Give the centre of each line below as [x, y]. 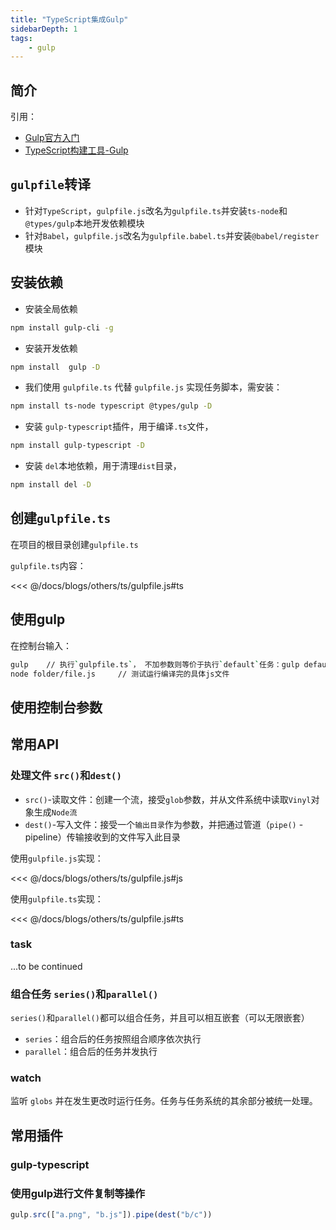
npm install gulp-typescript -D [77, 446]
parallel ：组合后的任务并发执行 [91, 1052]
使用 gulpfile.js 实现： [57, 858]
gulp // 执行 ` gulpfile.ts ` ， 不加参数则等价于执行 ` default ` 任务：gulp [155, 664]
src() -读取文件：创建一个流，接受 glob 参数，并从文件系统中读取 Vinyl [168, 799]
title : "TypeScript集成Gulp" [69, 19]
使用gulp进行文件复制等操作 [78, 1193]
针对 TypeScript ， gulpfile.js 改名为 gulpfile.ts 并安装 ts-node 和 [156, 210]
